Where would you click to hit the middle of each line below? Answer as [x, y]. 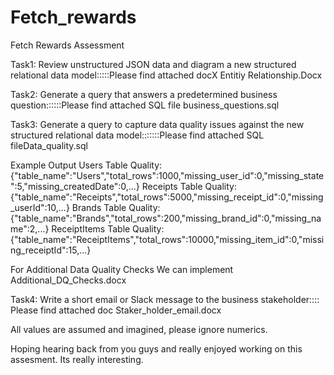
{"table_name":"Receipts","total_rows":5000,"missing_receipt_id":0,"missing [167, 197]
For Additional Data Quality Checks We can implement [122, 269]
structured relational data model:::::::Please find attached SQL [137, 135]
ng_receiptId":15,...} [51, 250]
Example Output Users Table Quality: [86, 165]
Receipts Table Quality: [189, 186]
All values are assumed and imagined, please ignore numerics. [139, 329]
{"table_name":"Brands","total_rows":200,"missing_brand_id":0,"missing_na [166, 218]
